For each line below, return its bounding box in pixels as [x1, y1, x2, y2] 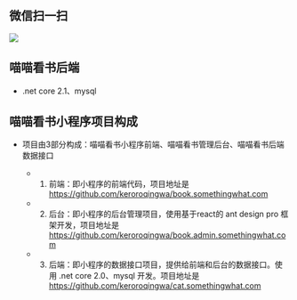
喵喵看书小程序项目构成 [9, 114, 138, 129]
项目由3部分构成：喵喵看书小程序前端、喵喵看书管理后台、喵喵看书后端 [21, 139, 285, 150]
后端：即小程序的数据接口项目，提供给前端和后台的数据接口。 [48, 259, 276, 270]
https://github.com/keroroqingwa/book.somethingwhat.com [48, 189, 269, 199]
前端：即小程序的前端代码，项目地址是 [48, 179, 189, 190]
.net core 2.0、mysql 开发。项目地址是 [59, 271, 200, 281]
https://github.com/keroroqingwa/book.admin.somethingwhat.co [48, 230, 286, 240]
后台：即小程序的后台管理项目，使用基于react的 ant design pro [48, 208, 279, 220]
